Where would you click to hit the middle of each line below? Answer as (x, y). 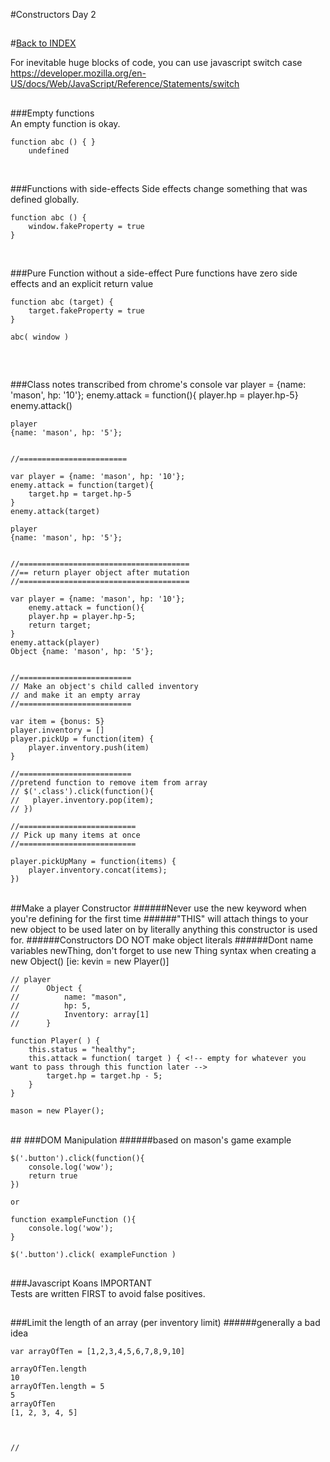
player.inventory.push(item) (89, 748)
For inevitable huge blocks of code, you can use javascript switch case (156, 63)
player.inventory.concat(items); (98, 870)
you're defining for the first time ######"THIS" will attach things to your (159, 919)
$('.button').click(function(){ (77, 1159)
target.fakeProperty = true (86, 310)
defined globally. (45, 199)
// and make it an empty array (75, 695)
